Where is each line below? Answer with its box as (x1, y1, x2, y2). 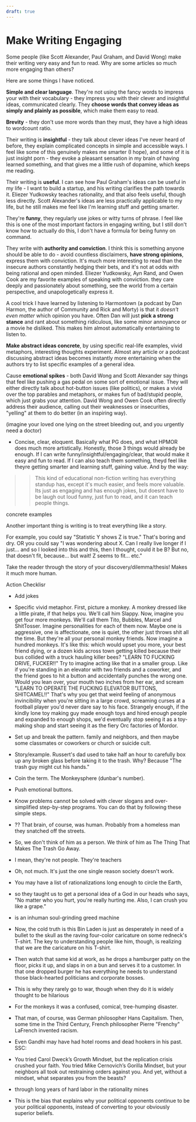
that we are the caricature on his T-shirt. (14, 944, 112, 951)
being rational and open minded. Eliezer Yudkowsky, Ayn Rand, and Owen (6, 269, 184, 276)
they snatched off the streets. (14, 827, 86, 834)
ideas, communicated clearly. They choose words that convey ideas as (6, 101, 179, 108)
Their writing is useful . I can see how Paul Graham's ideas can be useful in (6, 178, 186, 185)
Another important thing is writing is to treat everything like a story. (6, 522, 167, 529)
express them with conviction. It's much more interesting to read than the (6, 257, 182, 264)
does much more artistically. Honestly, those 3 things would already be (14, 444, 185, 451)
